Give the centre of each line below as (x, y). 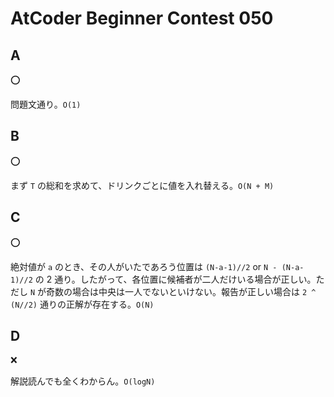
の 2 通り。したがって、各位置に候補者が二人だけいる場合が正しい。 (175, 279)
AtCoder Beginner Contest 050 (142, 18)
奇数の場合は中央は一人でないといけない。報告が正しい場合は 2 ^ (181, 291)
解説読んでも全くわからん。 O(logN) (83, 381)
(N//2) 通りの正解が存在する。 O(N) (82, 304)
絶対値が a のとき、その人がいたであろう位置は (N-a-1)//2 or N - (144, 266)
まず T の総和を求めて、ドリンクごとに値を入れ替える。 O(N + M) (142, 185)
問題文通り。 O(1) (46, 104)
